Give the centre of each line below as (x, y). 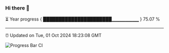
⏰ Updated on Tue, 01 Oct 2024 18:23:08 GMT (53, 35)
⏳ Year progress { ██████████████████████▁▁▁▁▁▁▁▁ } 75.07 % (83, 19)
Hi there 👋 (18, 8)
